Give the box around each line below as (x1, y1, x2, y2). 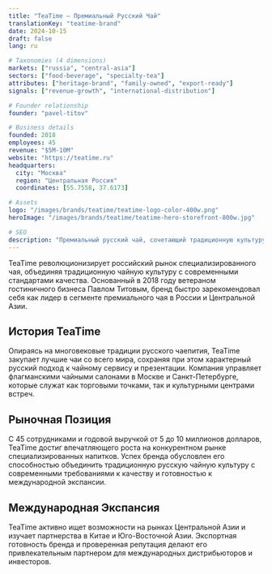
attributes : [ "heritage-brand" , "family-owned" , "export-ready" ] (8, 79, 233, 88)
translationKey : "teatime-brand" (8, 19, 121, 28)
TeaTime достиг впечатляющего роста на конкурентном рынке (8, 443, 227, 452)
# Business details (8, 123, 74, 132)
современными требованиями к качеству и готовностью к (8, 469, 213, 478)
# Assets (8, 199, 38, 207)
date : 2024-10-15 (8, 27, 67, 35)
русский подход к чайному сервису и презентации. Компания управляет (8, 363, 261, 373)
